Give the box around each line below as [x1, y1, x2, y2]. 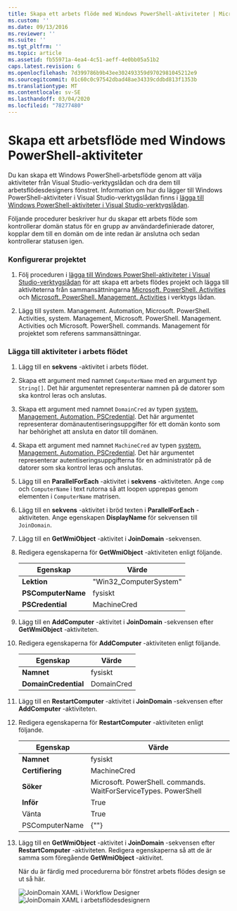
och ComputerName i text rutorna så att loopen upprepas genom [18, 484, 198, 494]
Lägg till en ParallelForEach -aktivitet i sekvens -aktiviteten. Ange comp [18, 477, 224, 486]
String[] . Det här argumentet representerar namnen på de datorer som [18, 384, 225, 392]
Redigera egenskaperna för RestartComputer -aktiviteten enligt [18, 719, 204, 727]
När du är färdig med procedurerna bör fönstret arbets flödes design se [18, 867, 226, 876]
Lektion [21, 577, 48, 587]
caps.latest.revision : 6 [8, 63, 81, 70]
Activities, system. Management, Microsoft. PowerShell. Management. [18, 314, 222, 323]
